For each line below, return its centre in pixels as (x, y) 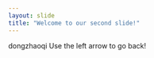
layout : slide (32, 15)
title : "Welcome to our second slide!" (74, 23)
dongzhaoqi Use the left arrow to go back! (77, 45)
